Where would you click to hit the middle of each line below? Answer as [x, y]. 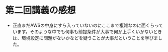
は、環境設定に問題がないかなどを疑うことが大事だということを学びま [85, 38]
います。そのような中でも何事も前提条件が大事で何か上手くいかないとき [87, 31]
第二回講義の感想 [41, 10]
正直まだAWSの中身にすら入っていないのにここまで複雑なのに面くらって [88, 25]
